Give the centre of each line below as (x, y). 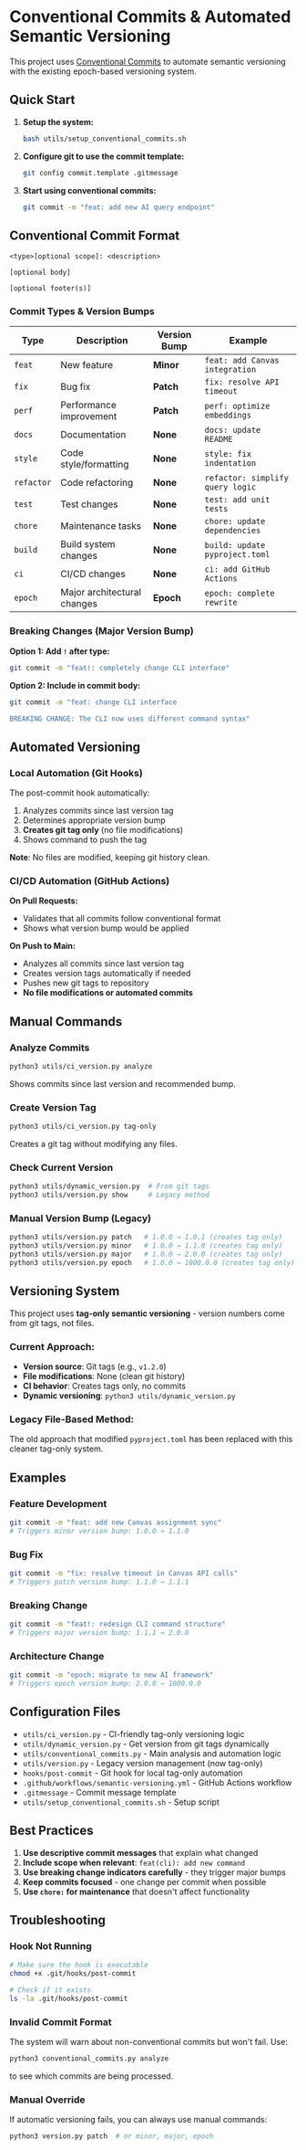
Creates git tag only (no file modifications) (103, 830)
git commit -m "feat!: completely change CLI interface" (120, 668)
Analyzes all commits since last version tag (103, 964)
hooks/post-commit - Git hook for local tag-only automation (133, 1773)
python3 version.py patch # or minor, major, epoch (112, 2136)
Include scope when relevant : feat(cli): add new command (134, 1862)
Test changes (89, 504)
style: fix (228, 454)
